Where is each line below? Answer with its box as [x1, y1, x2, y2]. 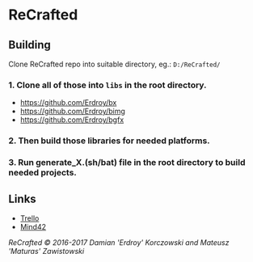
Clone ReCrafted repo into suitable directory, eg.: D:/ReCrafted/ [8, 59, 221, 69]
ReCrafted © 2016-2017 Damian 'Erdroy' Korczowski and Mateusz [8, 237, 230, 247]
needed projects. [8, 167, 77, 179]
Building [8, 38, 51, 52]
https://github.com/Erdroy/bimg [19, 107, 125, 116]
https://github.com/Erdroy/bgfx [19, 115, 124, 125]
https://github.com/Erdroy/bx [19, 98, 117, 108]
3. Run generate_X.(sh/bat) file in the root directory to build [8, 157, 246, 168]
